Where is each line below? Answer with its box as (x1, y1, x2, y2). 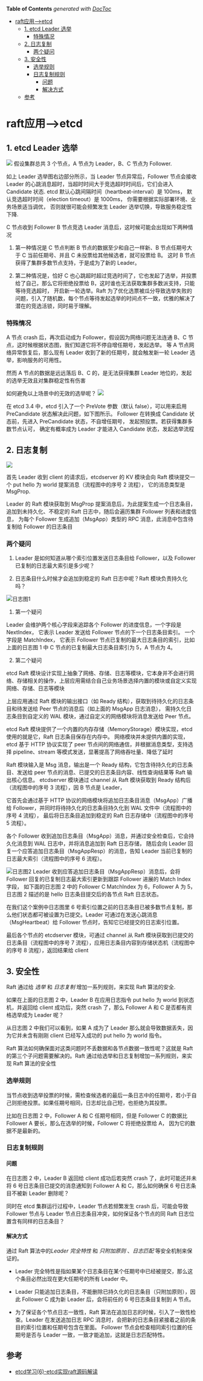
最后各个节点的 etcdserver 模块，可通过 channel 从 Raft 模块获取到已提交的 (6, 932, 194, 939)
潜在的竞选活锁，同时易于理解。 (14, 302, 95, 310)
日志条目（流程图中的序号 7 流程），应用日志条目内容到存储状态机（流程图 (6, 939, 190, 947)
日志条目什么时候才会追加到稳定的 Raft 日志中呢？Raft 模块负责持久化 (14, 575, 188, 582)
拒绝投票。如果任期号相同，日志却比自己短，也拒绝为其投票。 (16, 1099, 170, 1106)
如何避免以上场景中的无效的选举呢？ (6, 390, 97, 397)
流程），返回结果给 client (28, 947, 89, 954)
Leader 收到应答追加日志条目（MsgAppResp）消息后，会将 (33, 868, 181, 875)
